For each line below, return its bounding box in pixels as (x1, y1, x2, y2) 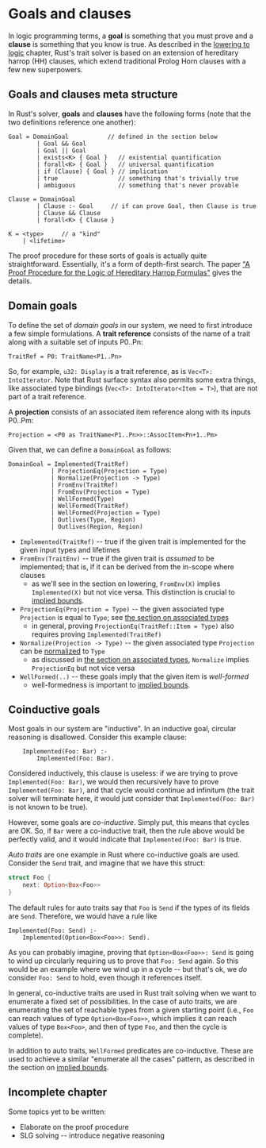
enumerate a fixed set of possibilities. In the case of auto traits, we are (8, 997, 237, 1006)
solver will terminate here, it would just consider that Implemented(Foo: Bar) (8, 794, 256, 803)
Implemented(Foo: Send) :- (8, 926, 97, 934)
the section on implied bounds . (8, 1063, 109, 1072)
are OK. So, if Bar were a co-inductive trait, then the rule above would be (8, 826, 245, 836)
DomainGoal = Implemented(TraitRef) (8, 460, 129, 468)
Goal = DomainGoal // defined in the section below (8, 133, 218, 141)
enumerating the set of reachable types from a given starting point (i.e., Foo (8, 1005, 254, 1015)
